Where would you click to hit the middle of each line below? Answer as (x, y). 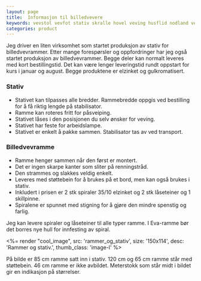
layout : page (22, 12)
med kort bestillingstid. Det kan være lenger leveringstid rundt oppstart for (98, 65)
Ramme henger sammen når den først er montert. (76, 160)
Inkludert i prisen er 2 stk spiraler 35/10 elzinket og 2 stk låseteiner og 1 (103, 192)
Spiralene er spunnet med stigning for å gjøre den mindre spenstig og (100, 205)
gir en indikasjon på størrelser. (43, 271)
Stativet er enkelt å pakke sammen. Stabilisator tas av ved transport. (99, 131)
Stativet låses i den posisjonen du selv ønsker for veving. (85, 119)
